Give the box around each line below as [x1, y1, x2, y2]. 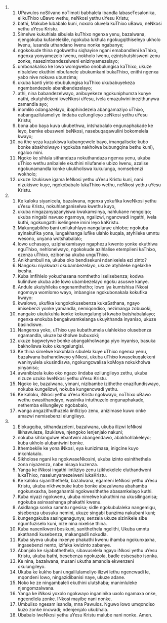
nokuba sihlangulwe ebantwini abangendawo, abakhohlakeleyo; [17, 435, 151, 440]
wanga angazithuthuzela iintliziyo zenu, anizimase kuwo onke [17, 407, 146, 413]
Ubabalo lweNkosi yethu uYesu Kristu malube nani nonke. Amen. [17, 612, 153, 618]
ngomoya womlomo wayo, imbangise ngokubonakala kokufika [17, 289, 148, 295]
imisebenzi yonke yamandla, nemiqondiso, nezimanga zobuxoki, [17, 306, 152, 311]
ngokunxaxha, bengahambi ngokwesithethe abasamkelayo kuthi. [17, 488, 153, 494]
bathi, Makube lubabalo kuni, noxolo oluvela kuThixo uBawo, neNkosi [17, 20, 162, 26]
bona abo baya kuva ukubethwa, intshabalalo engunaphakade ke [17, 122, 153, 129]
